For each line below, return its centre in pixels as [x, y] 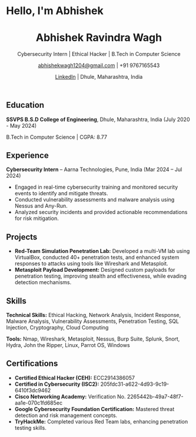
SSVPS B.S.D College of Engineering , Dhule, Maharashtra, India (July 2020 [98, 119]
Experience [27, 155]
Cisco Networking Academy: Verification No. [70, 396]
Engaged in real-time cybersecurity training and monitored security [96, 187]
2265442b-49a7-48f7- [155, 396]
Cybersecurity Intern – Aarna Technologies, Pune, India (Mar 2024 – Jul [94, 169]
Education [25, 105]
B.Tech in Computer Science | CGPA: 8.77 [57, 137]
